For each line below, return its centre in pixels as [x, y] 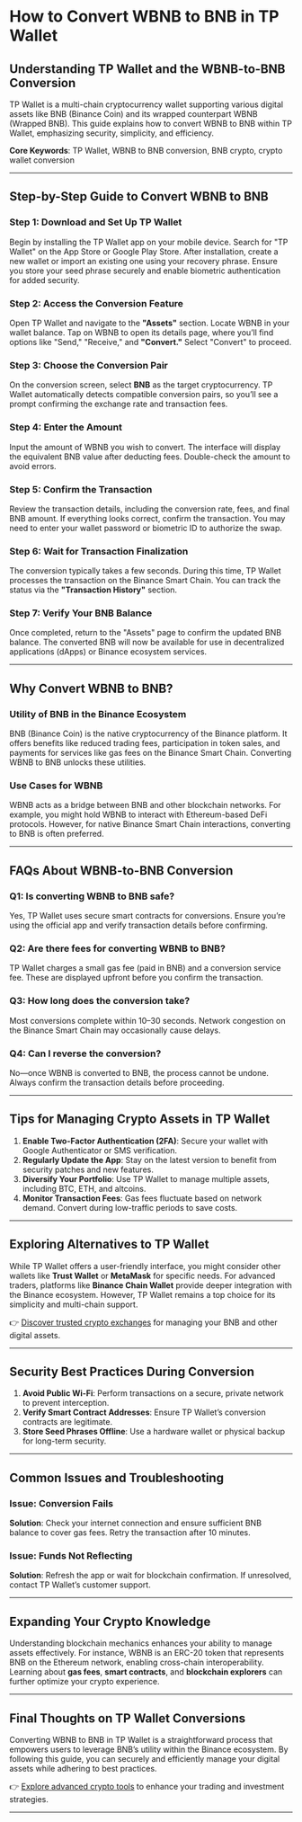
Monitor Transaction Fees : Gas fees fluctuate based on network [142, 1198]
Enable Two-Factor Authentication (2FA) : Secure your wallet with [145, 1141]
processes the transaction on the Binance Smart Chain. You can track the [145, 581]
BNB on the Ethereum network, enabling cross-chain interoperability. [137, 1662]
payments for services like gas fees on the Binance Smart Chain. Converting [151, 753]
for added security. [44, 280]
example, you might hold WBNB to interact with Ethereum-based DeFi [138, 814]
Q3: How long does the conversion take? [100, 1001]
